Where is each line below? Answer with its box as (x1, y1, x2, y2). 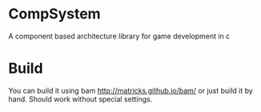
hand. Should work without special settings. (8, 94, 153, 104)
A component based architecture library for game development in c (8, 31, 231, 41)
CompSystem (8, 5, 102, 23)
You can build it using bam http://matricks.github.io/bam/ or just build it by (8, 86, 254, 95)
